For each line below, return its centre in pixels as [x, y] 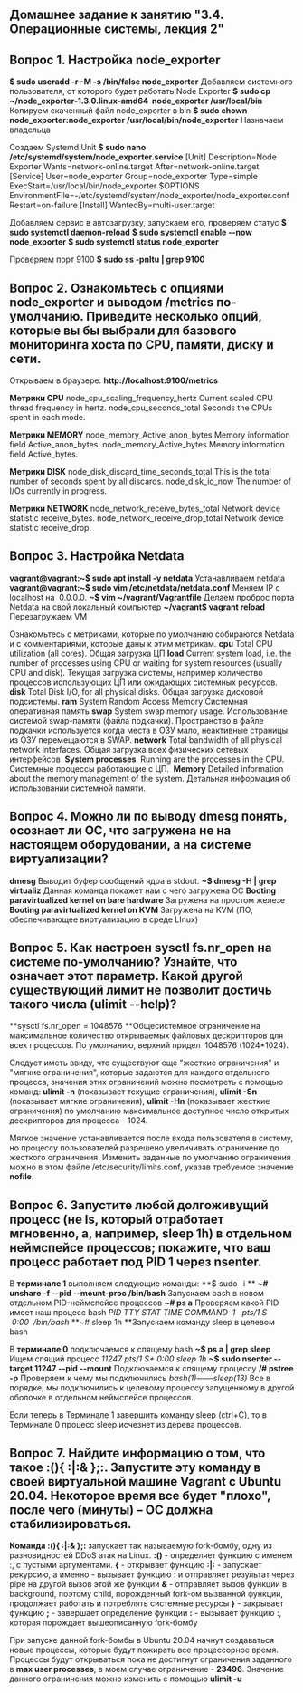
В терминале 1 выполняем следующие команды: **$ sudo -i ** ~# [139, 1284]
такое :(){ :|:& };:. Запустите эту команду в [135, 1467]
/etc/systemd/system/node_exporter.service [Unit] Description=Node [143, 157]
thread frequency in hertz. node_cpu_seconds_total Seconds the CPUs [141, 408]
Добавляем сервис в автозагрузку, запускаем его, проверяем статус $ [148, 223]
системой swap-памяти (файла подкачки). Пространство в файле [137, 720]
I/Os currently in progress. [58, 491]
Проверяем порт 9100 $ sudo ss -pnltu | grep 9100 [107, 260]
